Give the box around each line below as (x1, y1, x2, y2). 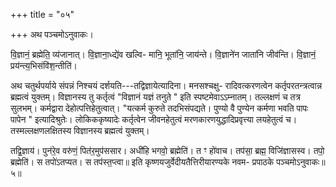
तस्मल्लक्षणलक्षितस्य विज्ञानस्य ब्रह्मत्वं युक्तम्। (10, 125, 150, 136)
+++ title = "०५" (10, 9, 75, 20)
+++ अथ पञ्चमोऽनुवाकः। (10, 29, 94, 40)
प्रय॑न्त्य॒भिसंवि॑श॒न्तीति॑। (10, 60, 78, 71)
